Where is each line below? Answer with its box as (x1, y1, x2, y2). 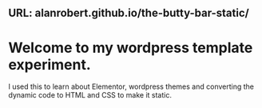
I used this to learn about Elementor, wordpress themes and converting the (8, 82, 254, 91)
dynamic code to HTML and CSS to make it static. (8, 90, 172, 100)
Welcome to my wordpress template (8, 38, 253, 57)
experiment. (8, 55, 92, 74)
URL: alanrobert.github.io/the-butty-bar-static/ (8, 6, 249, 20)
